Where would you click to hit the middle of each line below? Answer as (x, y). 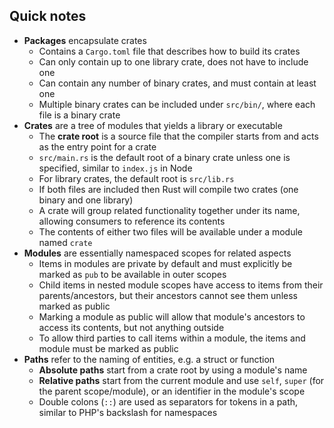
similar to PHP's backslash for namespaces (128, 412)
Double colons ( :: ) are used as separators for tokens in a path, (168, 401)
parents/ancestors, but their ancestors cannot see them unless (168, 295)
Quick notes (48, 16)
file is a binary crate (79, 115)
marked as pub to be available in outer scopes (132, 274)
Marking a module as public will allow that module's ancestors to (172, 316)
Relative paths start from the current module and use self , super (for (181, 380)
